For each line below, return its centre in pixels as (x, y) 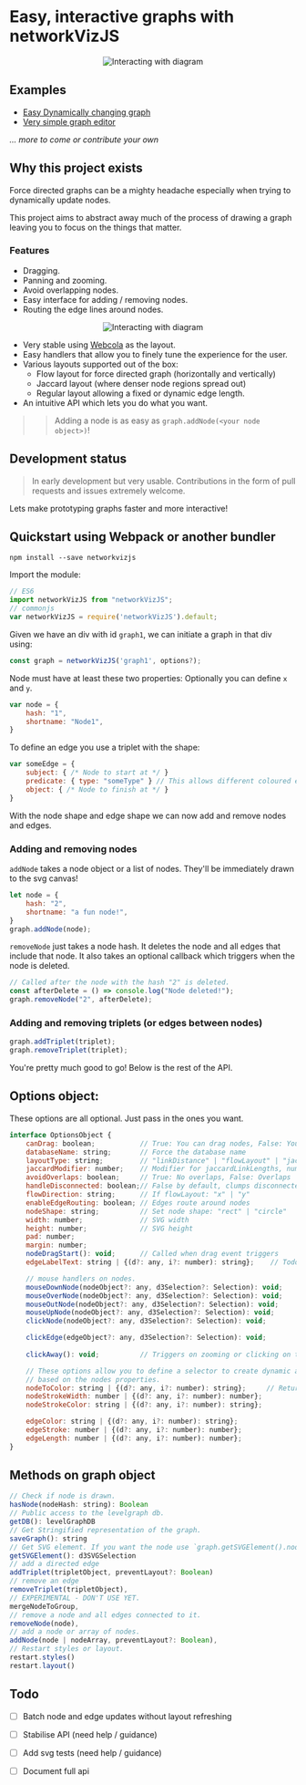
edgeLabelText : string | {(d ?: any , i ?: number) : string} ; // (153, 1262)
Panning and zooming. (65, 280)
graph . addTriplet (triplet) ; (63, 1042)
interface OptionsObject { (61, 1135)
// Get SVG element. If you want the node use (99, 1547)
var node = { (34, 704)
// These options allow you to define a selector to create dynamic (158, 1371)
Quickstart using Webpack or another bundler (143, 537)
